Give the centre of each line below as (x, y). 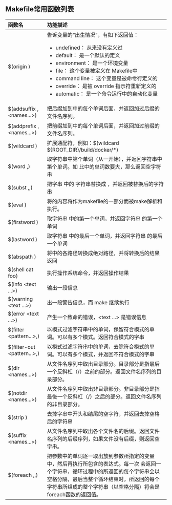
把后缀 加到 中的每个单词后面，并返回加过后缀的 (103, 108)
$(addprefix (22, 126)
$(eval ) (17, 205)
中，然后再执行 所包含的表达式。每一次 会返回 (101, 464)
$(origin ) (19, 67)
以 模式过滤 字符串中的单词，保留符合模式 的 (98, 329)
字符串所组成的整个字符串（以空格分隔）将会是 (103, 487)
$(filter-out (22, 347)
